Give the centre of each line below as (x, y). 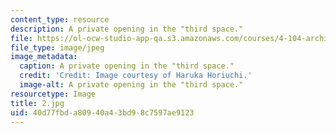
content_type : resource (60, 19)
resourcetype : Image (53, 94)
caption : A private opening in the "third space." (127, 66)
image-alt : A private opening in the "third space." (131, 85)
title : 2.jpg (37, 103)
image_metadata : (44, 57)
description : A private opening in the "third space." (127, 29)
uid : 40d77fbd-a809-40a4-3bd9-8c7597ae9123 (102, 112)
